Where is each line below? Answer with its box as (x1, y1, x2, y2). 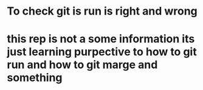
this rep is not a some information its (7, 32, 195, 46)
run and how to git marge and (7, 58, 158, 72)
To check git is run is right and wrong (7, 4, 198, 18)
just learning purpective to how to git (7, 45, 197, 59)
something (7, 71, 63, 85)
